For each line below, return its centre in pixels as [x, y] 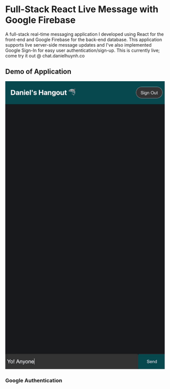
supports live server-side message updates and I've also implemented [78, 45]
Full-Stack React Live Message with [82, 9]
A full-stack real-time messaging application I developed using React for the [85, 34]
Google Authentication [34, 380]
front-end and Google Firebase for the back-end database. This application [84, 40]
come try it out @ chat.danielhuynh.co [45, 56]
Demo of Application [38, 72]
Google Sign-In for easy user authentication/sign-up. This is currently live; [83, 50]
